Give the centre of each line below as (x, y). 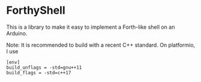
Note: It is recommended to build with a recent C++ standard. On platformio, (101, 45)
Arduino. (17, 33)
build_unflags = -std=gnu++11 (44, 67)
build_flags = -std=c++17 (39, 72)
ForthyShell (36, 10)
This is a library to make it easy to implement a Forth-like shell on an (91, 27)
